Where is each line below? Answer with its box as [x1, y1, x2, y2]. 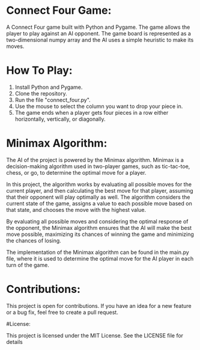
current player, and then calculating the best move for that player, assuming [6, 187, 193, 194]
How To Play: [6, 64, 73, 77]
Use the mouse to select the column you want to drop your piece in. [14, 103, 183, 110]
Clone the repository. [14, 89, 67, 97]
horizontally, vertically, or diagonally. [14, 115, 106, 122]
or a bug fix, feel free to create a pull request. [6, 309, 118, 316]
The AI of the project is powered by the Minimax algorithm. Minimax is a [6, 156, 184, 163]
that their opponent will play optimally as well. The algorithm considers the [6, 193, 190, 201]
